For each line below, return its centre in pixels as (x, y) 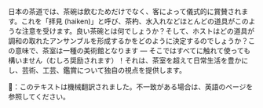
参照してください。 (39, 97)
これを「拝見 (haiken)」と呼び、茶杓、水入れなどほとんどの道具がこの (135, 21)
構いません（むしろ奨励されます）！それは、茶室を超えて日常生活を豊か (125, 60)
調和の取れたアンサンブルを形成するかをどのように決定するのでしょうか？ (128, 41)
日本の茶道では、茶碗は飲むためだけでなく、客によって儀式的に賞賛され (125, 11)
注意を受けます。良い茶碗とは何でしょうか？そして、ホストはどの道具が (138, 31)
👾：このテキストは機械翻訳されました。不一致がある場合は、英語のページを (131, 87)
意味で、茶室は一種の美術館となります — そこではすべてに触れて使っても (133, 50)
